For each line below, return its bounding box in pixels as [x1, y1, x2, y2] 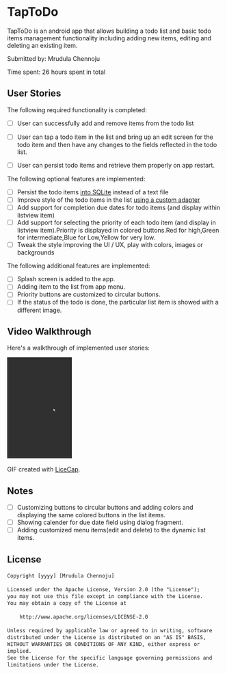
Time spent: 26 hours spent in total [7, 68, 106, 76]
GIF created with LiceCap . [7, 465, 81, 474]
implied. [7, 648, 32, 655]
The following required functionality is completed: [7, 105, 147, 114]
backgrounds [16, 248, 55, 257]
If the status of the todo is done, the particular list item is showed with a [16, 298, 219, 307]
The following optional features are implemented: [7, 174, 146, 183]
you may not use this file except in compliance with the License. [7, 593, 204, 600]
